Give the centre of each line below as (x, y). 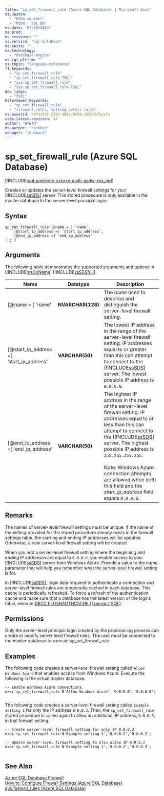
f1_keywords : (18, 69)
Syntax (16, 216)
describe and (119, 298)
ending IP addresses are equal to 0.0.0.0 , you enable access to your (74, 557)
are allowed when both (130, 479)
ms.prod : (14, 32)
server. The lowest (125, 374)
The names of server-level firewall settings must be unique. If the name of (79, 527)
